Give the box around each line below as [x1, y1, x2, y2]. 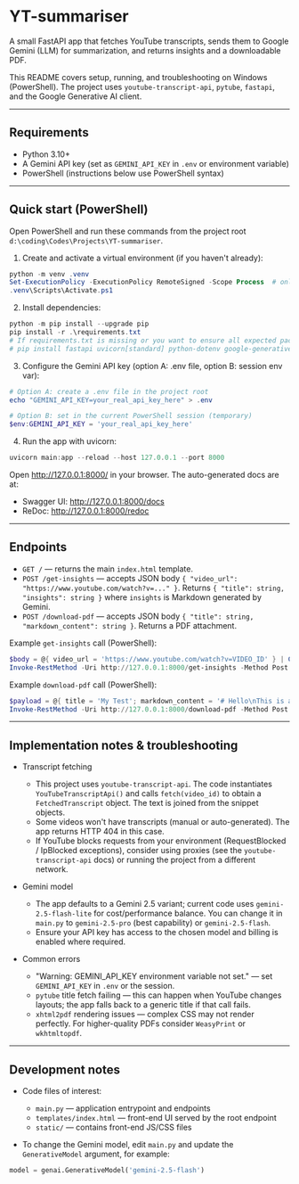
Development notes [9, 1062, 120, 1077]
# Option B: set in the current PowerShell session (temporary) [9, 412, 253, 421]
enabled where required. [35, 936, 126, 947]
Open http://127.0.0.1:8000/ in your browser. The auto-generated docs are [9, 470, 280, 481]
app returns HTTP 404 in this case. [35, 826, 165, 837]
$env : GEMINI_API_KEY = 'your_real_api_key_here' [9, 420, 193, 429]
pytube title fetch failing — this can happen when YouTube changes [35, 990, 282, 1000]
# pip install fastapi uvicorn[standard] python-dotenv [9, 344, 221, 353]
